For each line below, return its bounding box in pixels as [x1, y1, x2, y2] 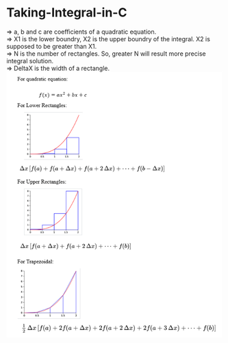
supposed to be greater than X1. [6, 42, 97, 50]
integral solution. [6, 56, 54, 65]
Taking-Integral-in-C [6, 5, 127, 21]
